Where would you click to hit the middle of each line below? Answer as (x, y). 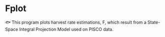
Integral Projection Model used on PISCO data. (66, 29)
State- (154, 22)
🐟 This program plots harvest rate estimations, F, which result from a (76, 22)
